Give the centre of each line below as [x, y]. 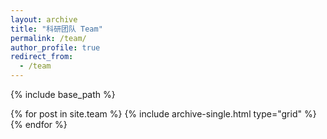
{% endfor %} [39, 124]
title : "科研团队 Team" [56, 29]
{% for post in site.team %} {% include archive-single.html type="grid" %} [163, 114]
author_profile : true [55, 47]
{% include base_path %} [63, 94]
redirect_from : [42, 57]
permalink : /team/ [48, 38]
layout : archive [44, 19]
